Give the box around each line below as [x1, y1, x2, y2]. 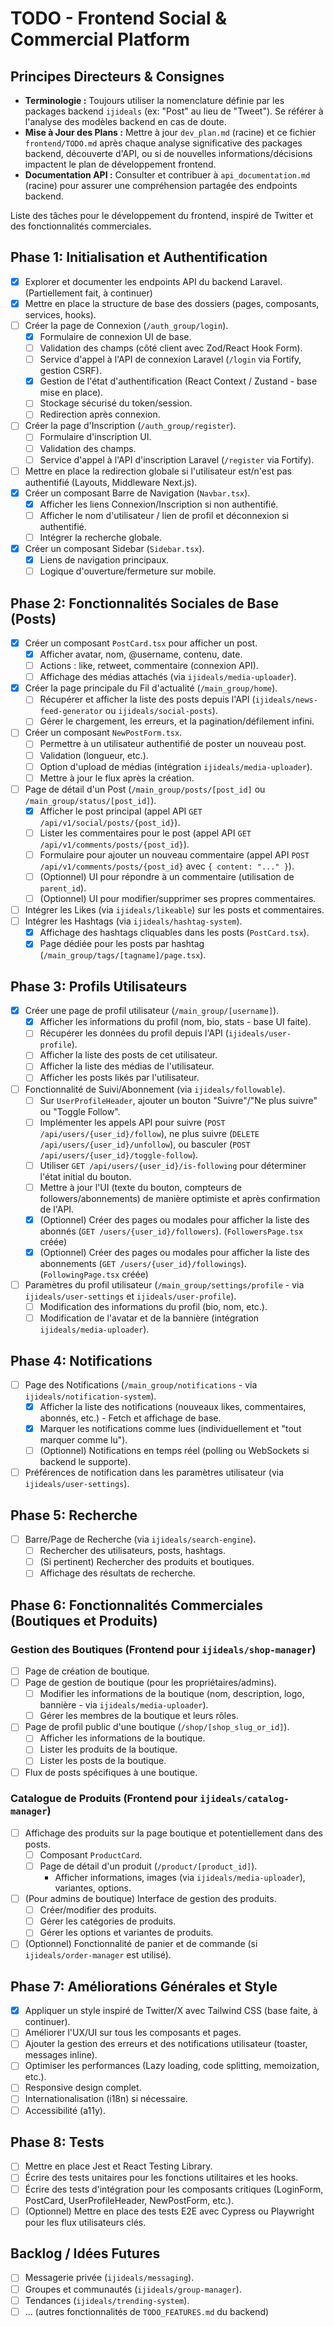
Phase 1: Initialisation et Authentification [10, 249, 268, 266]
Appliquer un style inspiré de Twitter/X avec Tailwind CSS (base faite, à [24, 2005, 318, 2017]
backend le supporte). [39, 1456, 132, 1468]
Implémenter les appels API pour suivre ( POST [39, 1116, 226, 1128]
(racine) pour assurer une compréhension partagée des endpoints [24, 180, 298, 191]
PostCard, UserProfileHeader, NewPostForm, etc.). [24, 2194, 235, 2206]
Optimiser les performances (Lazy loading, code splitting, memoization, [24, 2060, 320, 2072]
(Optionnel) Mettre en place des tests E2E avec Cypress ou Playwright [24, 2205, 315, 2217]
